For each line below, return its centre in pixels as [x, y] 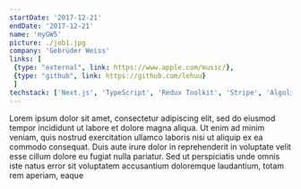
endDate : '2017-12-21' [52, 26]
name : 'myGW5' [36, 34]
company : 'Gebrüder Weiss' [60, 51]
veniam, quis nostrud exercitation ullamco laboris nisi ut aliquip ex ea [136, 137]
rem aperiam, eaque [47, 175]
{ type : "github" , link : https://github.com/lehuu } [109, 76]
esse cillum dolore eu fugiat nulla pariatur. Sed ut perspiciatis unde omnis [145, 156]
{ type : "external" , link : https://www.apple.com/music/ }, [124, 68]
